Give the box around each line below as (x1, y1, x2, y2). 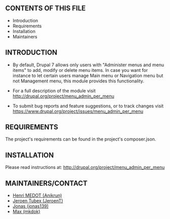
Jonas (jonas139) (12, 203, 49, 209)
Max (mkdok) (12, 208, 40, 214)
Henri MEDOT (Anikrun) (12, 192, 62, 199)
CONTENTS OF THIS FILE (5, 4, 86, 13)
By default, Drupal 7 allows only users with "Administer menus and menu (12, 62, 164, 68)
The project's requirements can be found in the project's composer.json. (5, 136, 156, 142)
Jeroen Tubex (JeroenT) (12, 198, 63, 204)
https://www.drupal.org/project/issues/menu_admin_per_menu (12, 108, 144, 114)
